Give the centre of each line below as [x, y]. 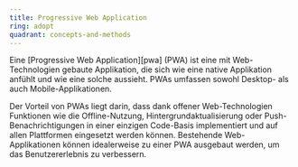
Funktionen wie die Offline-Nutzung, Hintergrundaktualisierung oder [136, 116]
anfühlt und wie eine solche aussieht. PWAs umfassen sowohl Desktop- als [149, 79]
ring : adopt [32, 26]
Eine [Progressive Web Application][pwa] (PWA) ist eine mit [120, 60]
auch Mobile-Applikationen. [61, 89]
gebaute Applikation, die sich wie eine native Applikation [167, 70]
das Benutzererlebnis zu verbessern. [78, 154]
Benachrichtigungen [47, 125]
